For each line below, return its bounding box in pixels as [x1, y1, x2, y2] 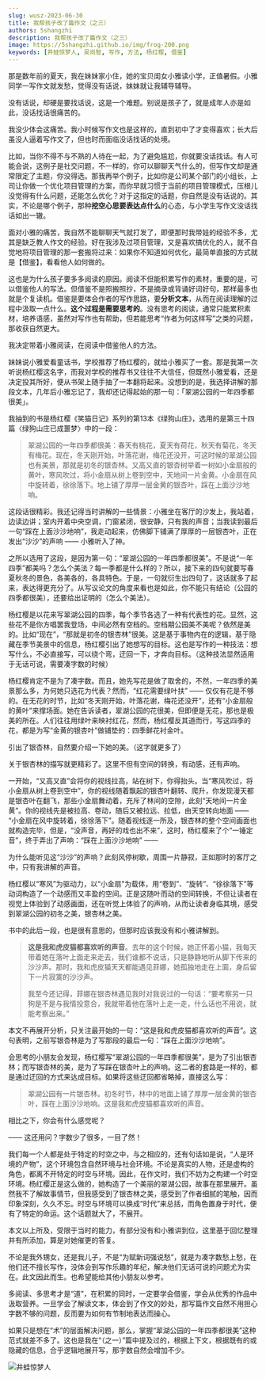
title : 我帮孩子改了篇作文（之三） [8, 19, 110, 27]
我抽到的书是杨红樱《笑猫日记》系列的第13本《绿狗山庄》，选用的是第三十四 [8, 413, 255, 423]
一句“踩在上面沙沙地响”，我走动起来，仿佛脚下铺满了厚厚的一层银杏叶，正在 [8, 527, 257, 535]
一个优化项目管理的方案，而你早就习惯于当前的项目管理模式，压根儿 [35, 181, 258, 190]
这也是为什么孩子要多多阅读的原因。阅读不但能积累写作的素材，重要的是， [8, 274, 251, 284]
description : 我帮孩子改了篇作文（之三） [8, 33, 131, 42]
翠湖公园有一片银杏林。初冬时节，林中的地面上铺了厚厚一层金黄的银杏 [27, 1089, 257, 1098]
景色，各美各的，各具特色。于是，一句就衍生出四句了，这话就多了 [35, 573, 251, 582]
